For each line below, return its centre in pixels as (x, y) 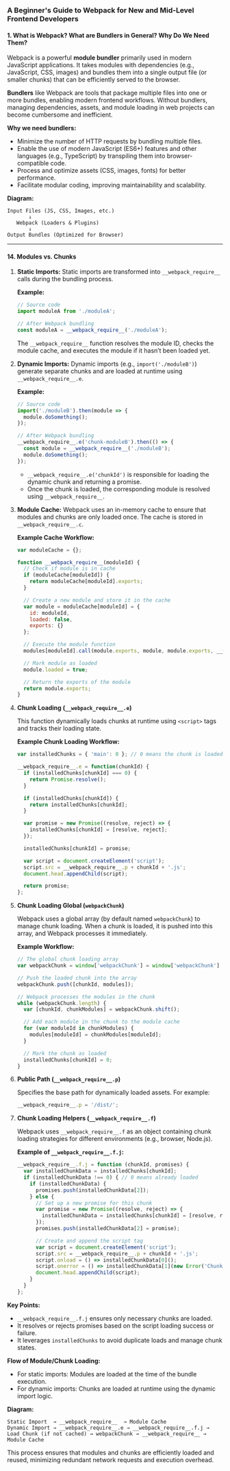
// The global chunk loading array (68, 959)
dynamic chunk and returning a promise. (84, 482)
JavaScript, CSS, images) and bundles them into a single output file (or (107, 72)
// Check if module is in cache (69, 569)
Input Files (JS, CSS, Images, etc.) (61, 211)
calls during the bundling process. (65, 279)
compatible (33, 163)
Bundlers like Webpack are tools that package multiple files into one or (107, 93)
